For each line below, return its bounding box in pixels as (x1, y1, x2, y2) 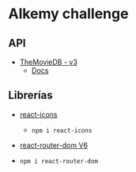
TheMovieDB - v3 (19, 57, 77, 67)
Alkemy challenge (8, 5, 129, 23)
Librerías (8, 89, 53, 102)
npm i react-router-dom (19, 157, 99, 165)
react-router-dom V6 (19, 140, 89, 150)
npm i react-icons (31, 126, 93, 135)
